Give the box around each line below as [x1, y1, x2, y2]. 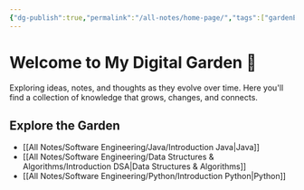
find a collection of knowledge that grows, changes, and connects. [9, 91, 258, 102]
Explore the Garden [9, 118, 120, 133]
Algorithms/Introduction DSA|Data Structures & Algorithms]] [22, 161, 247, 172]
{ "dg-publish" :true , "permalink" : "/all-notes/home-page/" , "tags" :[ [9, 13, 265, 23]
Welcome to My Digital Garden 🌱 [9, 52, 257, 72]
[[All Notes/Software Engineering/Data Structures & [22, 151, 214, 163]
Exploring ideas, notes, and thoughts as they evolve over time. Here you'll [9, 82, 284, 93]
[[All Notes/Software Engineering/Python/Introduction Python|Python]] [22, 171, 287, 182]
